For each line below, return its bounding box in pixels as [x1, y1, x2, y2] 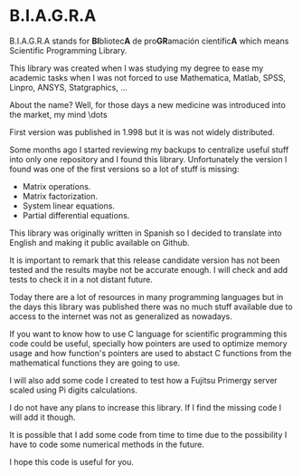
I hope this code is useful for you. [9, 456, 134, 467]
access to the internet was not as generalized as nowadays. [9, 310, 232, 322]
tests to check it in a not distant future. [9, 274, 154, 285]
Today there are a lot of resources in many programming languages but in [9, 291, 284, 302]
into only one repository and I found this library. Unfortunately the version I [9, 153, 288, 164]
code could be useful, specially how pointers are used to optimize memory [9, 337, 288, 349]
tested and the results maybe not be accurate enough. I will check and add [9, 264, 288, 275]
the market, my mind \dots [9, 109, 108, 120]
